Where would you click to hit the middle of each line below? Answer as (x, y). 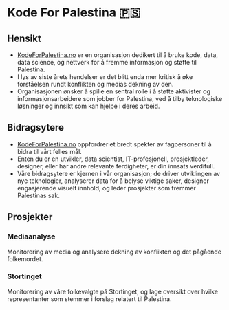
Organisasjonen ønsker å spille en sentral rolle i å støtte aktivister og (114, 91)
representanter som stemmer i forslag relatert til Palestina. (89, 299)
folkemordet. (25, 258)
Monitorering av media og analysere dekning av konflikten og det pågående (115, 252)
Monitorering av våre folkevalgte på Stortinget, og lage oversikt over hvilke (113, 291)
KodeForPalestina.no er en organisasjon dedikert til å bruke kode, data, (118, 55)
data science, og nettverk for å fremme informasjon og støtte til (107, 62)
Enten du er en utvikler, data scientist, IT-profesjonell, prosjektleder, (113, 159)
